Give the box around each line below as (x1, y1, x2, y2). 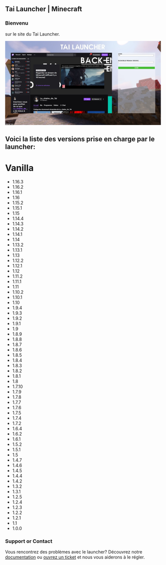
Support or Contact (5, 537, 53, 544)
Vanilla (5, 162, 34, 174)
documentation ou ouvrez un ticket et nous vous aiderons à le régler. (5, 554, 145, 560)
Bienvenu (5, 20, 29, 27)
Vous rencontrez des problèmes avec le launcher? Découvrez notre (5, 549, 142, 555)
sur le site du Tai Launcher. (5, 31, 60, 37)
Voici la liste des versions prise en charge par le (5, 134, 155, 143)
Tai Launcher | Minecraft (5, 5, 83, 13)
